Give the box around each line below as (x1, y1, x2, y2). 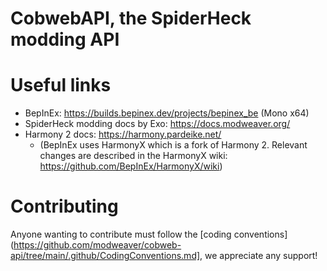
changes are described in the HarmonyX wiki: (39, 150, 228, 162)
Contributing (10, 195, 119, 218)
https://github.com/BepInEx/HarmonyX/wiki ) (39, 160, 223, 172)
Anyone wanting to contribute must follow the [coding (10, 228, 232, 241)
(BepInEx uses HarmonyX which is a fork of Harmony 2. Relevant (39, 139, 308, 151)
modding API (10, 28, 120, 51)
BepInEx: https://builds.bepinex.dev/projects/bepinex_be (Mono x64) (24, 107, 310, 119)
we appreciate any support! (204, 250, 318, 262)
